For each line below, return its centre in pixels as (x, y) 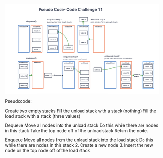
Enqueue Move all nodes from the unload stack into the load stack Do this (79, 140)
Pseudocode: (18, 101)
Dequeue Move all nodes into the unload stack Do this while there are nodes (82, 125)
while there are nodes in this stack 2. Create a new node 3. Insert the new (79, 145)
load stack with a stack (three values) (43, 116)
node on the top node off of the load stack (48, 150)
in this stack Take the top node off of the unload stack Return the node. (77, 130)
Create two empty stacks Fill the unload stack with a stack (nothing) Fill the (81, 111)
